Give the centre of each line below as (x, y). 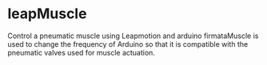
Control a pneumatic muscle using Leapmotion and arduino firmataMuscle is (133, 36)
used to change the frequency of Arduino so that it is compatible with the (128, 44)
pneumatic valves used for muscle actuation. (81, 52)
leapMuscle (47, 14)
